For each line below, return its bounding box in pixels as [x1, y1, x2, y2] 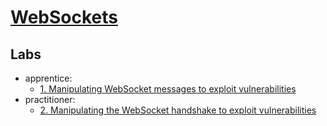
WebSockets [10, 6, 118, 29]
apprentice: [24, 72, 73, 84]
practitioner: [24, 94, 76, 105]
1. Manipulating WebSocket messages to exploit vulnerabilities [39, 83, 297, 95]
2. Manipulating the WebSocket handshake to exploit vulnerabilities [39, 104, 317, 116]
